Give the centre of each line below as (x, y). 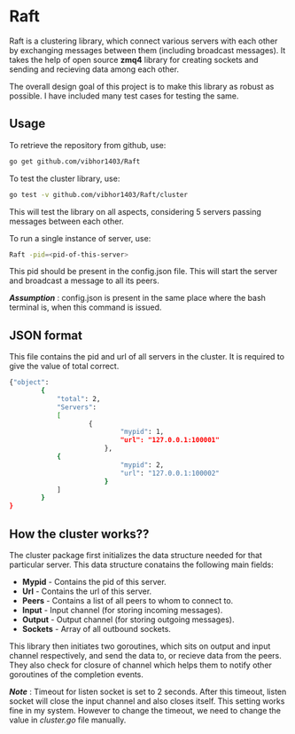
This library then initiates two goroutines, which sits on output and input (140, 646)
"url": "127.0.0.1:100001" (170, 440)
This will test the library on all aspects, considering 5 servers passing (135, 211)
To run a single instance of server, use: (80, 238)
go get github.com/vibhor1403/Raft (75, 162)
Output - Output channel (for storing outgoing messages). (128, 620)
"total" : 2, (78, 399)
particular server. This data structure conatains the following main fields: (141, 564)
